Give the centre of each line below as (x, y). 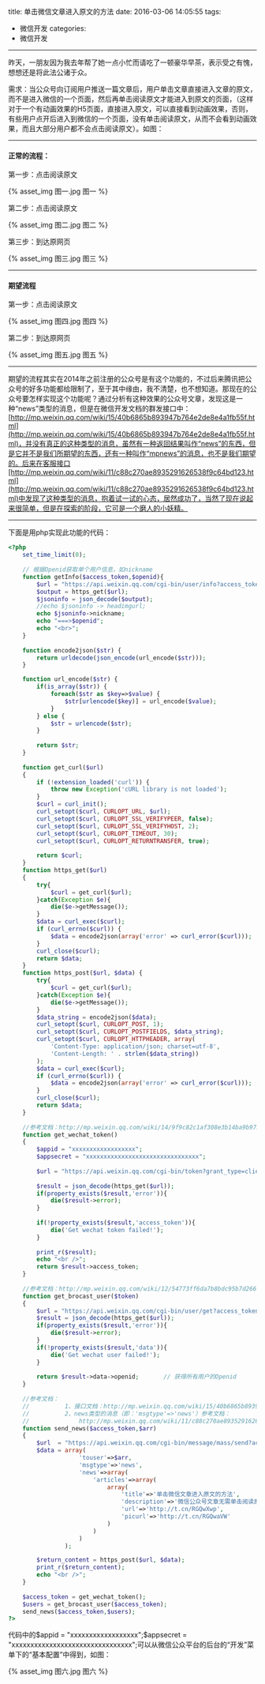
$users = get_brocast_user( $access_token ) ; (95, 1604)
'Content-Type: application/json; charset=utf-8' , (135, 1047)
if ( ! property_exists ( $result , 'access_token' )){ (116, 1223)
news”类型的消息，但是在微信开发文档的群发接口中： (105, 408)
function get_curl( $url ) (63, 767)
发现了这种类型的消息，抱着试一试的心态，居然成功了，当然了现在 (132, 498)
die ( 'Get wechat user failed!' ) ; (105, 1355)
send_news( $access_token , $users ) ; (79, 1611)
